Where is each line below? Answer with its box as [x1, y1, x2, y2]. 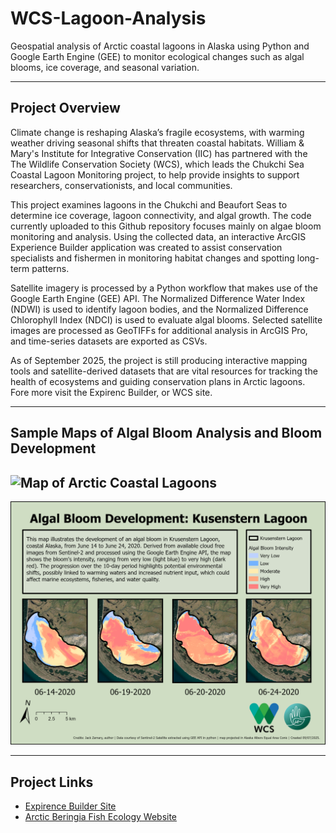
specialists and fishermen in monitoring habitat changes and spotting [10, 252, 295, 264]
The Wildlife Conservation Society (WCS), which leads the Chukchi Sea [10, 158, 305, 170]
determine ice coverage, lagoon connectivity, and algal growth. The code [10, 209, 312, 221]
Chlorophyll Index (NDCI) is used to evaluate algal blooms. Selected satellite [10, 313, 323, 326]
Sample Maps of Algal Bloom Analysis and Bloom [10, 425, 323, 442]
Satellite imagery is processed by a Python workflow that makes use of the [10, 282, 318, 294]
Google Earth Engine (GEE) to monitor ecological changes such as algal [10, 50, 305, 62]
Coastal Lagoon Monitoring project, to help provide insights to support [10, 168, 300, 181]
